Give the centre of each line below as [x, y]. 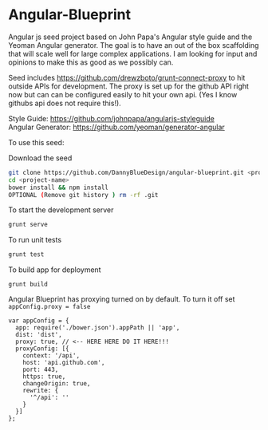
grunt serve [28, 225]
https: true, [44, 377]
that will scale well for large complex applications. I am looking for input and [133, 53]
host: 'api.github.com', [64, 363]
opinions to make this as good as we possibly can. [91, 62]
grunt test [26, 254]
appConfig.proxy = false [49, 307]
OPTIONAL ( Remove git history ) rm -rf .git [83, 195]
